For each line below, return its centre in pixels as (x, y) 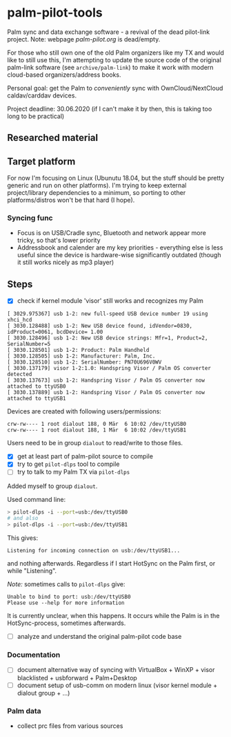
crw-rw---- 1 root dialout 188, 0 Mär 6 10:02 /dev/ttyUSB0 (97, 424)
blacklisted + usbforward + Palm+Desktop (77, 678)
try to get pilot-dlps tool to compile (68, 464)
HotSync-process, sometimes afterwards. (67, 623)
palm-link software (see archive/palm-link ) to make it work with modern (110, 67)
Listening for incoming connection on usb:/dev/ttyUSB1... (94, 551)
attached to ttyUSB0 (37, 386)
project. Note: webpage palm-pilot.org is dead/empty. (84, 39)
